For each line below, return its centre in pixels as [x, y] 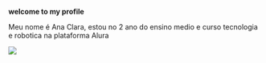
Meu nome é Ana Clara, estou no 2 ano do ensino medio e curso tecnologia [133, 27]
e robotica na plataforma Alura [59, 35]
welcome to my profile [46, 12]
